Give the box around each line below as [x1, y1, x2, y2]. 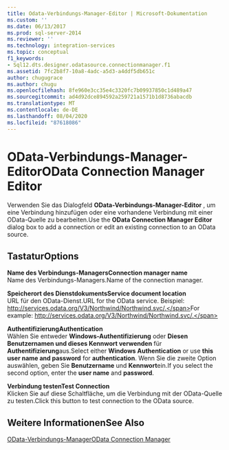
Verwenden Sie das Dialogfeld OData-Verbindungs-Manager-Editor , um [7, 201, 216, 209]
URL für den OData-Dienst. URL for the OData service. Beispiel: [7, 297, 185, 305]
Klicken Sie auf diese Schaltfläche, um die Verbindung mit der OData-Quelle [7, 389, 222, 398]
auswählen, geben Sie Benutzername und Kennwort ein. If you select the [7, 362, 213, 370]
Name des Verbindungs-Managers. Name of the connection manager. [7, 276, 204, 284]
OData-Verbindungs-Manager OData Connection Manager [7, 436, 171, 444]
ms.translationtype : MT [7, 100, 76, 107]
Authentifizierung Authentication [7, 325, 103, 333]
